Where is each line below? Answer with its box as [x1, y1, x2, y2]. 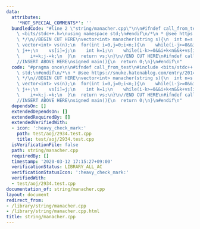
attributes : [11, 14, 42, 20]
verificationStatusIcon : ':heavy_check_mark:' [11, 169, 129, 176]
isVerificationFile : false [11, 141, 79, 148]
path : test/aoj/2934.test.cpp [17, 131, 92, 137]
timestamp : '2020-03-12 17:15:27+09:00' [11, 159, 113, 165]
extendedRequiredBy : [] [11, 114, 70, 120]
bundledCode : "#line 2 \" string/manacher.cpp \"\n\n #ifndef [11, 25, 161, 32]
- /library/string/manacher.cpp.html [6, 208, 100, 215]
